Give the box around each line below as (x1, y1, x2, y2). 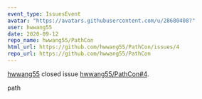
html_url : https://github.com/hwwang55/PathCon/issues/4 (7, 43, 180, 51)
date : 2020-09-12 (7, 30, 59, 38)
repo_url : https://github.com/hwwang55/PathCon (7, 51, 151, 58)
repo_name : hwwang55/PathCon (7, 37, 94, 44)
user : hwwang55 (7, 24, 53, 31)
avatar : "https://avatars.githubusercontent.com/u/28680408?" (7, 17, 196, 24)
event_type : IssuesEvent (7, 10, 81, 18)
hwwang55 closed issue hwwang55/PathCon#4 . (7, 69, 149, 78)
